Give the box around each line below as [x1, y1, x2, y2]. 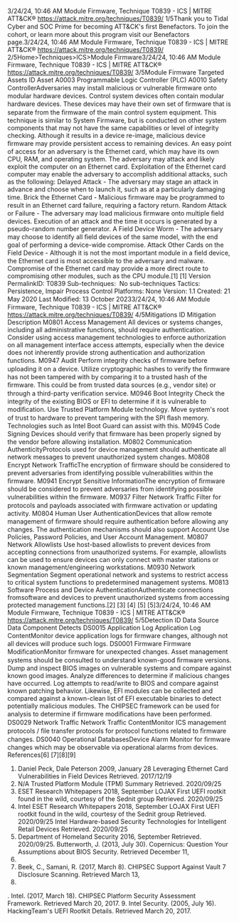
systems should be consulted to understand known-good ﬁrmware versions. [7, 656, 232, 664]
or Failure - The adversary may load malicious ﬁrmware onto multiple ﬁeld [7, 209, 224, 217]
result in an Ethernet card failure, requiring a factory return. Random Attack [7, 201, 228, 209]
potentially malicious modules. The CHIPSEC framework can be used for [7, 701, 220, 710]
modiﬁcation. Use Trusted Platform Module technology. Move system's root [7, 406, 229, 413]
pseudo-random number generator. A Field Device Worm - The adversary [7, 225, 223, 233]
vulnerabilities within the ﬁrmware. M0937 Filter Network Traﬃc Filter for [7, 493, 222, 501]
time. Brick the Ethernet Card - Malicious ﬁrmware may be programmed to [7, 193, 225, 201]
